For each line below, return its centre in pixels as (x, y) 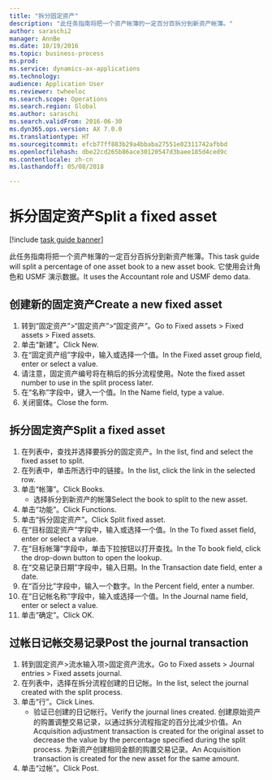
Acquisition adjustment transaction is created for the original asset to (149, 730)
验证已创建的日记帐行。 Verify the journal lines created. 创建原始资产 (147, 712)
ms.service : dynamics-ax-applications (75, 69)
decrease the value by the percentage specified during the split (139, 739)
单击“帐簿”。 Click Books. (63, 489)
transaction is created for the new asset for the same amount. (136, 758)
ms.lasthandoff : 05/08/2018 (57, 167)
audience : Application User (57, 84)
